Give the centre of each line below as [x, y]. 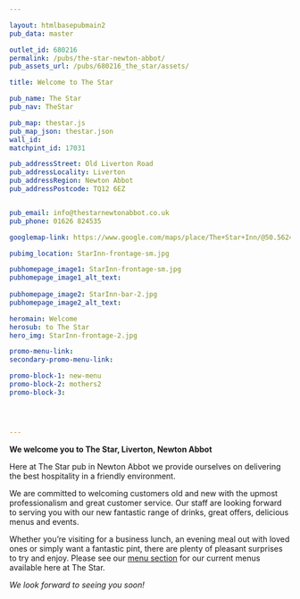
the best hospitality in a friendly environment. [92, 476]
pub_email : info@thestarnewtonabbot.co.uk [89, 212]
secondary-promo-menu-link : [62, 360]
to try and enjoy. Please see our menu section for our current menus [135, 558]
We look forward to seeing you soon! [77, 585]
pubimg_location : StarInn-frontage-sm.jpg [89, 254]
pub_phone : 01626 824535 [55, 221]
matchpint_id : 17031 [48, 148]
